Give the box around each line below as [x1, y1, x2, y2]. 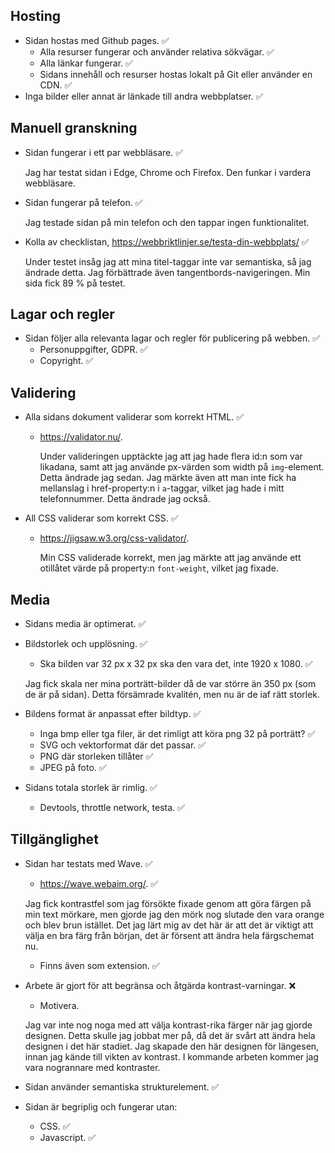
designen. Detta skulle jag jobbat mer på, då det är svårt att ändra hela [24, 1029, 316, 1041]
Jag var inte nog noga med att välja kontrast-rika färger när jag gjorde [24, 1019, 313, 1031]
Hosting [10, 8, 62, 25]
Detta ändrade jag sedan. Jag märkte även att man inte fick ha [39, 472, 297, 484]
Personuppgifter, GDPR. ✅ [39, 344, 148, 356]
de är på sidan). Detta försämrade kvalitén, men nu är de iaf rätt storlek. [24, 689, 321, 701]
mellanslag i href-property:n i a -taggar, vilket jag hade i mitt [39, 482, 285, 494]
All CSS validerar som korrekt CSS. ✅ [24, 512, 179, 524]
